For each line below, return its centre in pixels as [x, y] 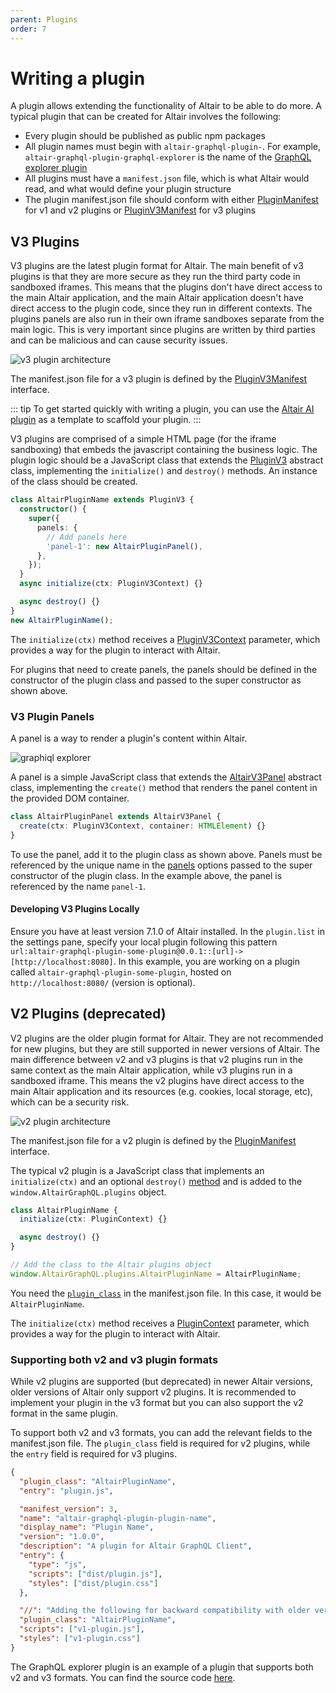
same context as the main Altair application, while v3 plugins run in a [151, 1070]
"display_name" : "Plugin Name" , [87, 1527]
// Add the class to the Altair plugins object [111, 1265]
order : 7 [28, 29]
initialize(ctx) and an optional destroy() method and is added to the [156, 1181]
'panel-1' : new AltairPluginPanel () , [124, 546]
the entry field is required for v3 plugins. [93, 1454]
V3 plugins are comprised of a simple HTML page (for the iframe [143, 439]
